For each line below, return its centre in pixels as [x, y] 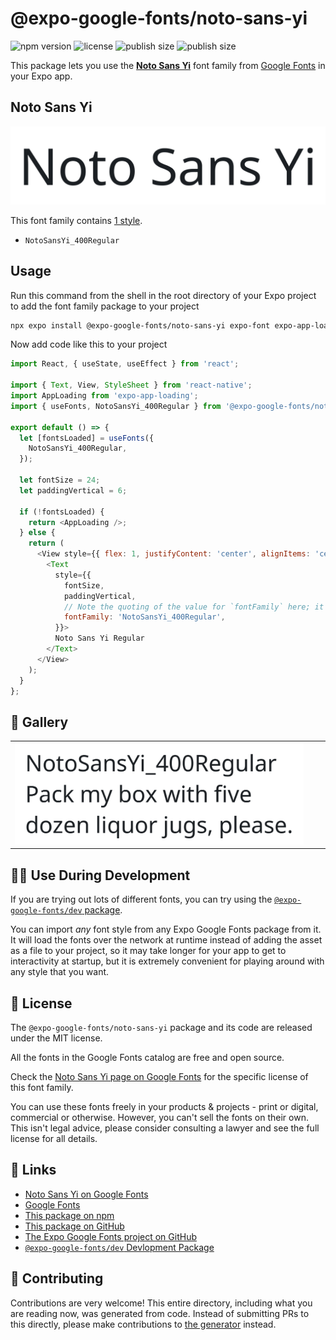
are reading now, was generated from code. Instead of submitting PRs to [160, 1313]
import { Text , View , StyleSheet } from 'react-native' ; [131, 385]
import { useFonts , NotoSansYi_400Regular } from [116, 406]
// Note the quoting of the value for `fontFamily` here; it [194, 607]
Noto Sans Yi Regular [99, 638]
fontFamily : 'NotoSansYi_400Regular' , [144, 617]
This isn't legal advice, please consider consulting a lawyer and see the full [165, 1128]
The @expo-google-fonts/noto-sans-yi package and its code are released [161, 1027]
